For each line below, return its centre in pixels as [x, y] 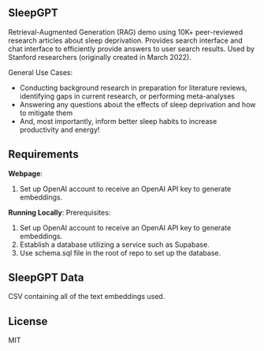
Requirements [43, 154]
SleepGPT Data [46, 278]
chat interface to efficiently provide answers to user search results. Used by [131, 49]
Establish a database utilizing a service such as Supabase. [115, 245]
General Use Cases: [41, 72]
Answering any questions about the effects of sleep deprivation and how [138, 104]
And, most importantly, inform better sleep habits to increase [118, 121]
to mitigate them [46, 113]
